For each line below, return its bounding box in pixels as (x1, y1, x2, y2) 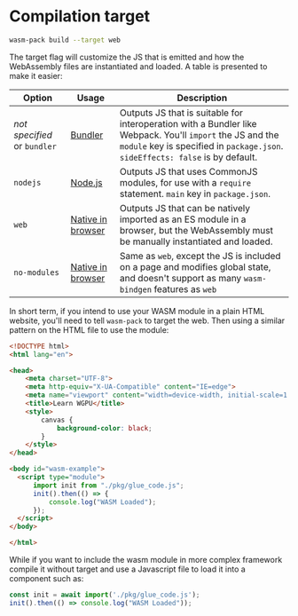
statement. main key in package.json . (119, 187, 271, 200)
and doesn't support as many (119, 272, 242, 284)
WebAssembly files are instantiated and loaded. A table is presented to (9, 60, 268, 72)
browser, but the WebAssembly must (119, 224, 273, 236)
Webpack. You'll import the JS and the (119, 129, 279, 141)
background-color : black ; (56, 423, 153, 432)
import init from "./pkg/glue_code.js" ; (32, 481, 184, 490)
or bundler (13, 139, 58, 152)
